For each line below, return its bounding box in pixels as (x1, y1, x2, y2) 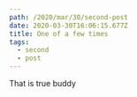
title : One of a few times (9, 29, 109, 38)
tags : (9, 37, 29, 47)
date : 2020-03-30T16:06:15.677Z (9, 21, 128, 30)
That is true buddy (9, 78, 77, 88)
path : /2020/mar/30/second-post (9, 12, 128, 22)
